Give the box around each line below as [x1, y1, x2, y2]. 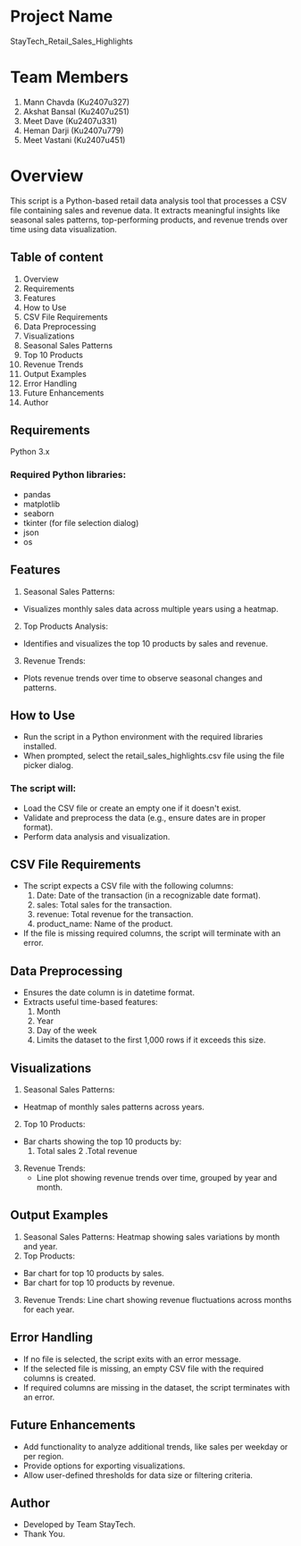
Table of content [10, 250, 104, 265]
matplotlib [22, 498, 61, 509]
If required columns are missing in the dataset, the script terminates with [22, 1382, 290, 1392]
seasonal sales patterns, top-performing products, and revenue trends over [10, 214, 288, 225]
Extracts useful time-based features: [22, 997, 159, 1007]
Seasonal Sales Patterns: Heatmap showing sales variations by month [22, 1231, 280, 1242]
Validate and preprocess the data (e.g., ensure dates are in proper [22, 812, 266, 823]
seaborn [22, 507, 54, 519]
